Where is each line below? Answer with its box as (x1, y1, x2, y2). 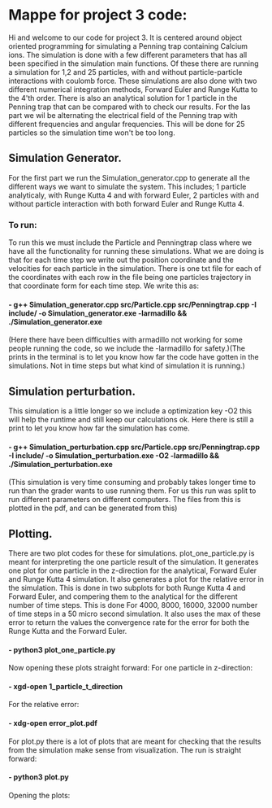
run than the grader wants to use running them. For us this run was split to (8, 486, 257, 496)
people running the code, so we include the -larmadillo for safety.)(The (8, 343, 246, 353)
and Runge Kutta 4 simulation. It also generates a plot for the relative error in (8, 574, 265, 584)
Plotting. (8, 526, 53, 540)
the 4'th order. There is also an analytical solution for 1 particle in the (8, 93, 238, 103)
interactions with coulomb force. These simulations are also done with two (8, 76, 257, 85)
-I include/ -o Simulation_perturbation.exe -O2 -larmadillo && (8, 450, 220, 461)
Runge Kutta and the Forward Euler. (8, 627, 127, 636)
